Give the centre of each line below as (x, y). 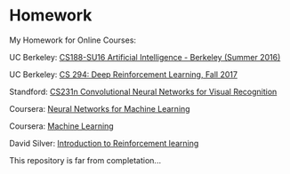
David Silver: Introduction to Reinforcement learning (104, 143)
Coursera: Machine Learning (61, 126)
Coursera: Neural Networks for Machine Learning (100, 108)
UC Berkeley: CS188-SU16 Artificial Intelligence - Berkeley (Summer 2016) (145, 57)
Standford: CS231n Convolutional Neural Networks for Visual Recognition (143, 91)
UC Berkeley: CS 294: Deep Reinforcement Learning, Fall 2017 (124, 74)
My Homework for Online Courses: (72, 40)
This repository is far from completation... (85, 160)
